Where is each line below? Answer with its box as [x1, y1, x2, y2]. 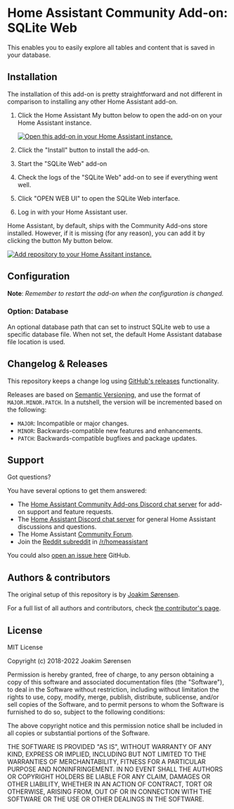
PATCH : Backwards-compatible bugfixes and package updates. [17, 434, 197, 442]
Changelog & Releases [7, 358, 108, 370]
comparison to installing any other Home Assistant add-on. [7, 97, 178, 106]
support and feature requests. [27, 508, 114, 516]
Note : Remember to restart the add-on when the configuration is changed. [7, 289, 224, 297]
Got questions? [7, 473, 51, 482]
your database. [7, 51, 51, 59]
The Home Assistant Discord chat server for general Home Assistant [17, 515, 216, 524]
